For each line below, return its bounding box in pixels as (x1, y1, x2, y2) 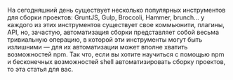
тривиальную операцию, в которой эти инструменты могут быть (7, 35, 202, 44)
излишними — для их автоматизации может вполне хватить (7, 43, 188, 51)
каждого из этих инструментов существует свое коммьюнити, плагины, (7, 21, 225, 29)
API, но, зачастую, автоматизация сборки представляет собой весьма (7, 28, 220, 36)
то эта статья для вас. (7, 65, 74, 73)
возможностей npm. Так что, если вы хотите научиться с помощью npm (7, 50, 225, 58)
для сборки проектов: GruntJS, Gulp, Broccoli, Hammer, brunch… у (7, 13, 205, 22)
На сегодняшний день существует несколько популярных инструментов (7, 6, 226, 14)
